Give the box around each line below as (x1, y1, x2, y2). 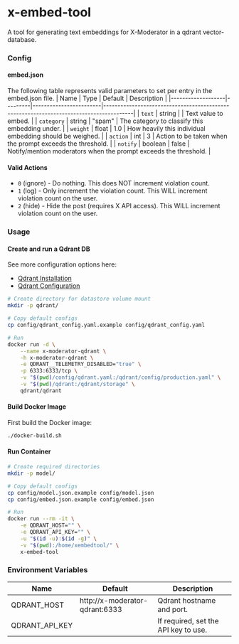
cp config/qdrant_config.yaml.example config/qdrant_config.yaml (7, 321, 205, 329)
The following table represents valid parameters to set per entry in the (7, 87, 213, 95)
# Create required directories (7, 463, 100, 471)
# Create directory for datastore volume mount (7, 296, 152, 303)
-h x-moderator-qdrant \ (20, 354, 94, 361)
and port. (157, 604, 188, 614)
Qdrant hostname (157, 595, 216, 605)
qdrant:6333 (79, 604, 122, 614)
